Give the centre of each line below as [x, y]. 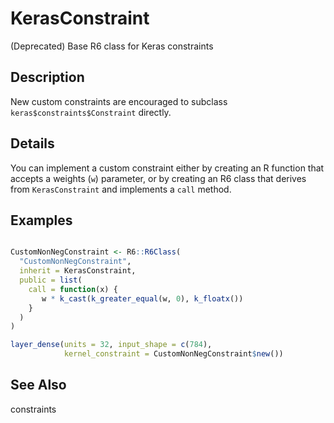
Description [47, 77]
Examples [41, 220]
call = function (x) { [73, 289]
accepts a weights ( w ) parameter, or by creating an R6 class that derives [158, 178]
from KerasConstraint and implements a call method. [121, 189]
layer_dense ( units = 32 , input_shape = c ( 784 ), [111, 345]
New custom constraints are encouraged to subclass [119, 101]
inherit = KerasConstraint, [78, 271]
